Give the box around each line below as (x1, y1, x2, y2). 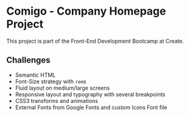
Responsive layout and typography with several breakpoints (15, 90, 166, 98)
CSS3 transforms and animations (15, 97, 99, 104)
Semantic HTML (15, 71, 56, 79)
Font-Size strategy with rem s (15, 77, 86, 85)
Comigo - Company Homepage (6, 4, 166, 18)
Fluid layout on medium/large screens (15, 84, 110, 91)
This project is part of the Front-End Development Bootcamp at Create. (6, 37, 185, 44)
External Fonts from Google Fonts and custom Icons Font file (15, 104, 167, 111)
